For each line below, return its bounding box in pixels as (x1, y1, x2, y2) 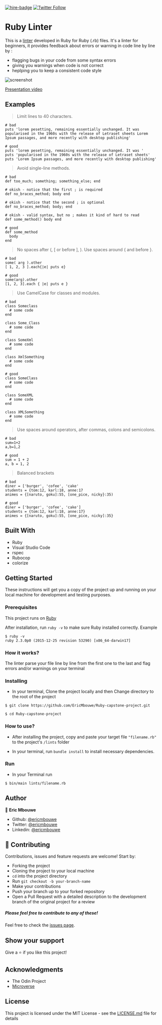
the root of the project (12, 694, 56, 700)
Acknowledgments (5, 965, 64, 974)
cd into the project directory (12, 873, 67, 879)
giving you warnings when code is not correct (12, 62, 104, 68)
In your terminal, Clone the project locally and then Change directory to (12, 689, 154, 694)
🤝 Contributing (5, 841, 50, 849)
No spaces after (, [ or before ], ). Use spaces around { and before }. (16, 246, 153, 252)
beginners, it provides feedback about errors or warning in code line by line (5, 43, 156, 48)
